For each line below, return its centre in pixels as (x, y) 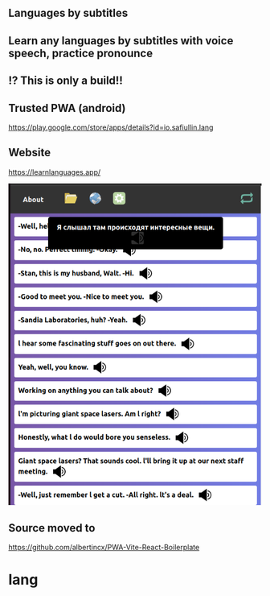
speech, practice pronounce (81, 53)
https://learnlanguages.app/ (55, 172)
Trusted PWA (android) (67, 108)
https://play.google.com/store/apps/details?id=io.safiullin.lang (111, 127)
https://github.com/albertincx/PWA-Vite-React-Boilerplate (104, 548)
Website (29, 153)
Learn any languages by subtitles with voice (121, 41)
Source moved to (52, 528)
